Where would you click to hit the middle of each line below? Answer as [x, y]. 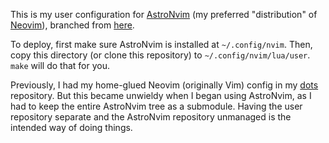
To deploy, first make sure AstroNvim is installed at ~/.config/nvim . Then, [161, 44]
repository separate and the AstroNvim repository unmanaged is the [151, 117]
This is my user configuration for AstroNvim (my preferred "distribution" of [164, 14]
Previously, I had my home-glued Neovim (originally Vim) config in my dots [164, 85]
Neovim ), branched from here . [72, 25]
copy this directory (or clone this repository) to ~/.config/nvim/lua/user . [160, 55]
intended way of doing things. [71, 127]
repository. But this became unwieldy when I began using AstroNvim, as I [161, 95]
